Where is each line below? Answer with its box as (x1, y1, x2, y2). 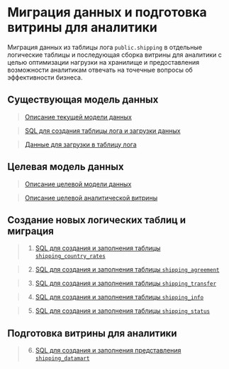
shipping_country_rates (35, 253, 106, 260)
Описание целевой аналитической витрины (24, 193, 158, 202)
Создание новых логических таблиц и (7, 214, 186, 226)
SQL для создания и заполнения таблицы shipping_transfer (35, 279, 217, 288)
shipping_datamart (35, 355, 90, 363)
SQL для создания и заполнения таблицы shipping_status (35, 306, 211, 315)
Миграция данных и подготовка (7, 4, 207, 21)
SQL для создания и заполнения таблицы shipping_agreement (35, 265, 220, 274)
